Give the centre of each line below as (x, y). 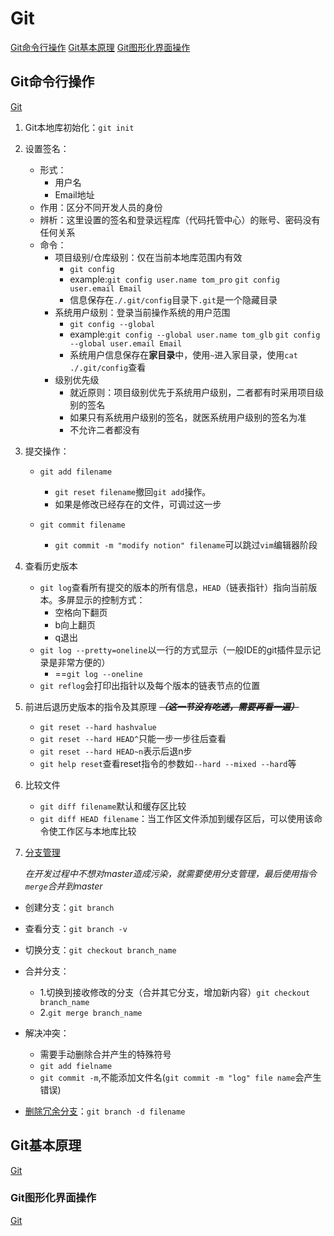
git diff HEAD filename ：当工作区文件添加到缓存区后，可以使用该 (177, 818)
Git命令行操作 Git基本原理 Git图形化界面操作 (100, 47)
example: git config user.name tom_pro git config (174, 279)
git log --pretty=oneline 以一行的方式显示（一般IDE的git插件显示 (176, 649)
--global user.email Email (126, 343)
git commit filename (82, 525)
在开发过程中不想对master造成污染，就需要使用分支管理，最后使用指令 (170, 873)
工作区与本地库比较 (97, 831)
